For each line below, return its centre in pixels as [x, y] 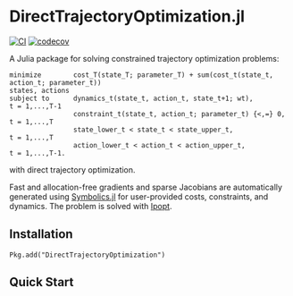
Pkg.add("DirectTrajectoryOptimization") [88, 255]
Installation [41, 234]
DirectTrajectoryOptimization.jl [127, 17]
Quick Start [42, 282]
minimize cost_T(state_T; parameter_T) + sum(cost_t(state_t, [142, 75]
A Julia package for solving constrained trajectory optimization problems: [144, 58]
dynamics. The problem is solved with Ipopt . [91, 206]
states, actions [39, 90]
